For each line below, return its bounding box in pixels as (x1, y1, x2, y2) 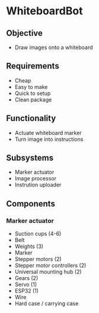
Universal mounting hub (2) (14, 268, 82, 275)
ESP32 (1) (14, 287, 39, 294)
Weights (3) (14, 243, 43, 250)
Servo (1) (14, 281, 37, 288)
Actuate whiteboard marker (14, 129, 82, 136)
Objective (6, 28, 43, 38)
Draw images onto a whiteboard (14, 44, 93, 51)
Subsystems (6, 153, 54, 163)
